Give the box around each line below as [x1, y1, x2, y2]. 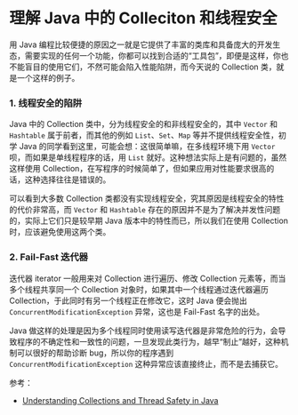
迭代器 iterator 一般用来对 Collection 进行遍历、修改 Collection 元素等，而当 [9, 273, 286, 283]
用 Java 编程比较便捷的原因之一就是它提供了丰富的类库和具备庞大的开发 [9, 39, 273, 50]
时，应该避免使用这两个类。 [9, 227, 111, 237]
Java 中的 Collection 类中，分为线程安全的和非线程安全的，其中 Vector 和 [9, 119, 278, 130]
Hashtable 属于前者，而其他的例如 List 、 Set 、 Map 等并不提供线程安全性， [9, 130, 278, 140]
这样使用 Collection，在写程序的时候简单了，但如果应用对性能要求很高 [9, 164, 267, 174]
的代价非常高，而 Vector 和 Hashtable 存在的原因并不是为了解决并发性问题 [9, 204, 281, 215]
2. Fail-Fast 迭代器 [9, 251, 89, 263]
